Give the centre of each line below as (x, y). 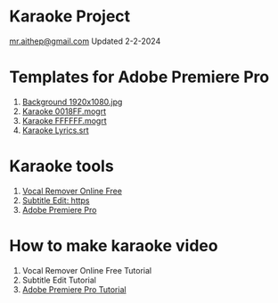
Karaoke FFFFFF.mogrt (64, 120)
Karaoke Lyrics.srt (55, 130)
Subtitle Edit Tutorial (59, 280)
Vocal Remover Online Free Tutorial (87, 270)
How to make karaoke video (114, 246)
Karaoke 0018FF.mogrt (64, 111)
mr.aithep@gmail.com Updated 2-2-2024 (85, 41)
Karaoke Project (70, 16)
